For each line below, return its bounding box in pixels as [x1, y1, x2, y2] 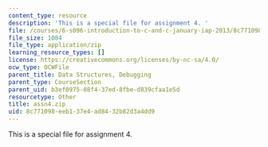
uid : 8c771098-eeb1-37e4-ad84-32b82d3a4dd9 [8, 108, 156, 116]
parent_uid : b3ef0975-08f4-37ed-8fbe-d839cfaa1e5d [8, 85, 180, 94]
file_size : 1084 [8, 33, 62, 42]
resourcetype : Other [8, 93, 77, 101]
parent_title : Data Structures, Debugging [8, 71, 152, 79]
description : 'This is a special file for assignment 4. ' [8, 19, 209, 27]
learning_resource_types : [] [8, 48, 105, 56]
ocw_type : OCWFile [8, 64, 69, 72]
